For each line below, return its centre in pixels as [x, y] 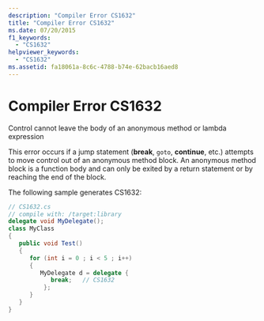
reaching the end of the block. [57, 177]
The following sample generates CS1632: [75, 192]
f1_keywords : [30, 38]
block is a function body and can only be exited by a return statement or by [130, 168]
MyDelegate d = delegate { [84, 273]
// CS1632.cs [30, 206]
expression [26, 136]
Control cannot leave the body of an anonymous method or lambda [117, 128]
